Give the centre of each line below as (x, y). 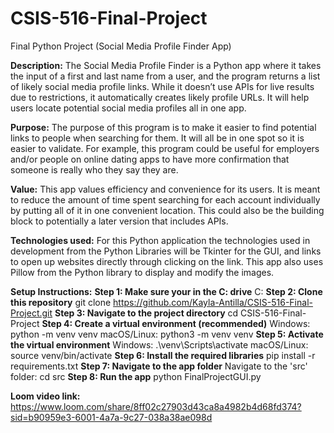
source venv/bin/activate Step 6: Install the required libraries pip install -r (163, 355)
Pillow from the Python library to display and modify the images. (142, 272)
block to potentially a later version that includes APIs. (119, 221)
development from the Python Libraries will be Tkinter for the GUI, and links (166, 251)
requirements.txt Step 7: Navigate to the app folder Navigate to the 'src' (159, 366)
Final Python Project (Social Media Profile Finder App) (121, 46)
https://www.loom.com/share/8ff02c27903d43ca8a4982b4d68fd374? (156, 406)
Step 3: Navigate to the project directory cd (146, 313)
